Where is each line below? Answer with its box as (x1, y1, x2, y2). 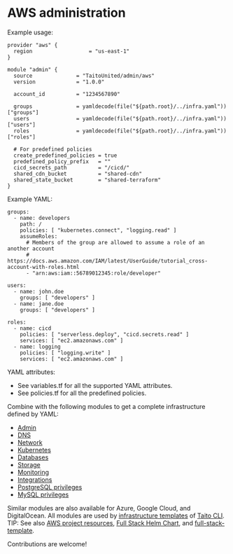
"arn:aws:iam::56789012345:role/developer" (32, 270, 161, 277)
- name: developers (13, 214, 71, 221)
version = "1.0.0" (13, 78, 105, 85)
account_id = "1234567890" (13, 90, 120, 97)
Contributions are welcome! (7, 539, 87, 548)
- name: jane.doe (13, 300, 64, 307)
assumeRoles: (20, 233, 58, 240)
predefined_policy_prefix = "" (13, 158, 111, 165)
